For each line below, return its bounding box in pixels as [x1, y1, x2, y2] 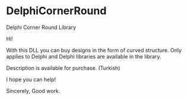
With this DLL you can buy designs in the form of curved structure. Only [6, 46, 182, 54]
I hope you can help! [6, 76, 56, 83]
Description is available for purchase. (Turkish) [6, 64, 120, 72]
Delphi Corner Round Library [6, 24, 77, 31]
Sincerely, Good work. [6, 87, 60, 94]
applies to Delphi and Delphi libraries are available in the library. [6, 53, 161, 60]
